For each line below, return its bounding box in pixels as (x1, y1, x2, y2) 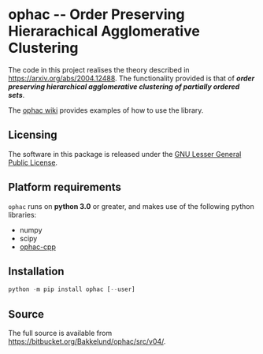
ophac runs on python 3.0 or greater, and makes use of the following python (8, 201, 254, 211)
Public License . (8, 158, 57, 167)
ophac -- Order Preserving (8, 6, 185, 24)
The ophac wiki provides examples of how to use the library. (8, 105, 204, 115)
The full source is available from (8, 329, 113, 338)
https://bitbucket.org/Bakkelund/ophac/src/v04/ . (8, 337, 166, 346)
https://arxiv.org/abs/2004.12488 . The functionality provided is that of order (8, 73, 255, 83)
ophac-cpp (19, 242, 57, 252)
